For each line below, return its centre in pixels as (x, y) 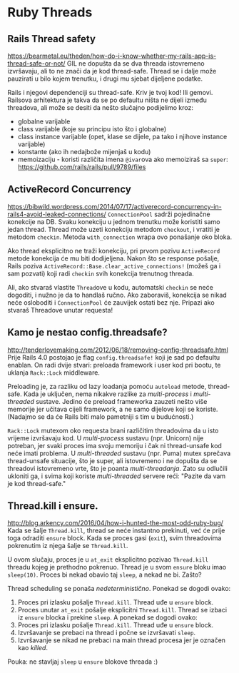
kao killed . (33, 648)
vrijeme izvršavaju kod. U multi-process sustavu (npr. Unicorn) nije (106, 438)
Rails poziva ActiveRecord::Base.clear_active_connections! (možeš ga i (114, 265)
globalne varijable (44, 121)
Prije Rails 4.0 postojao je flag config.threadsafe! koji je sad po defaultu (114, 357)
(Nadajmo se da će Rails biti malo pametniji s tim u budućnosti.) (101, 416)
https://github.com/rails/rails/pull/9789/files (82, 167)
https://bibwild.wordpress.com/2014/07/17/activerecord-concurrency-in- (115, 206)
